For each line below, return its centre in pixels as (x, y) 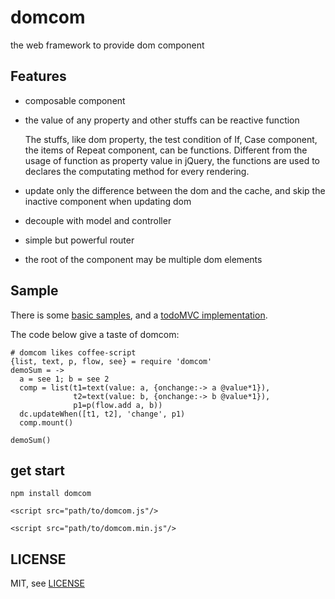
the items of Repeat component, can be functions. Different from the (166, 150)
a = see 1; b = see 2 (64, 379)
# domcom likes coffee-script (73, 352)
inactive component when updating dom (108, 201)
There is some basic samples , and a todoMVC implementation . (139, 315)
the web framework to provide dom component (107, 45)
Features (38, 76)
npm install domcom (51, 494)
